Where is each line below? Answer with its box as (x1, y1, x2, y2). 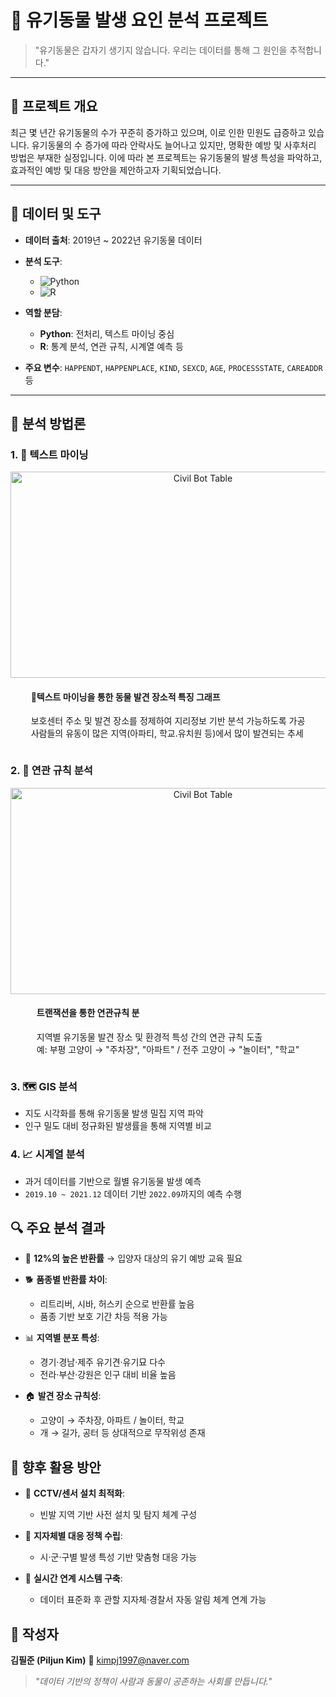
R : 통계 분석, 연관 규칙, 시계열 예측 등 (39, 340, 184, 352)
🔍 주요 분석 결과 (10, 1219, 106, 1236)
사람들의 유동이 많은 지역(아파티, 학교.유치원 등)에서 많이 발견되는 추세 (30, 727, 304, 740)
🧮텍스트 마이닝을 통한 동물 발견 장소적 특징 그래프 (30, 691, 221, 703)
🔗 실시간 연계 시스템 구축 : (24, 1572, 123, 1585)
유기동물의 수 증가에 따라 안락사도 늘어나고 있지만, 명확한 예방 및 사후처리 (31, 139, 317, 151)
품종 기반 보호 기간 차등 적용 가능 (39, 1311, 168, 1323)
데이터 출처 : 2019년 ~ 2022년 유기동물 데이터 (24, 234, 203, 246)
